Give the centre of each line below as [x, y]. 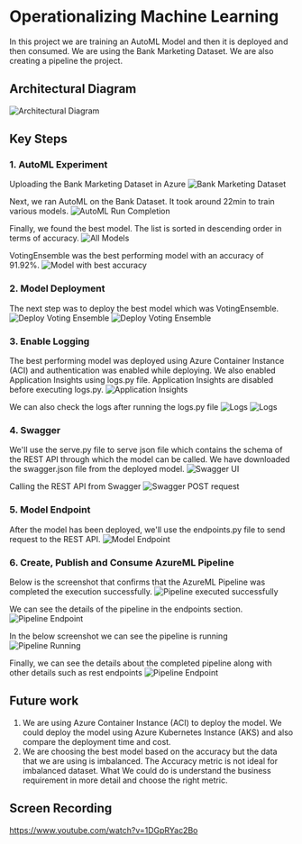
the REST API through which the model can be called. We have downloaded [150, 459]
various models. [39, 211]
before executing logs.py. [56, 390]
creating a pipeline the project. [66, 60]
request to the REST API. [55, 539]
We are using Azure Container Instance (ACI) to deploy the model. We [152, 722]
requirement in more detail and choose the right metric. [125, 780]
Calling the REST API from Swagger [75, 486]
